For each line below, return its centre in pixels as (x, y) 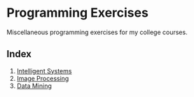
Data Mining (34, 86)
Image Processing (43, 78)
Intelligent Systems (44, 70)
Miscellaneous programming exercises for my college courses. (97, 32)
